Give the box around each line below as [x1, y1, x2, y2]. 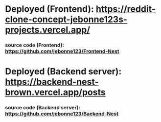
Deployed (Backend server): [5, 66, 122, 77]
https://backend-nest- [5, 76, 99, 88]
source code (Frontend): [5, 42, 65, 49]
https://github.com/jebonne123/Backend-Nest [5, 110, 119, 117]
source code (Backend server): [5, 104, 81, 111]
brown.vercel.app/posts [5, 87, 106, 98]
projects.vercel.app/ [5, 24, 91, 35]
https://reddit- [95, 3, 156, 15]
